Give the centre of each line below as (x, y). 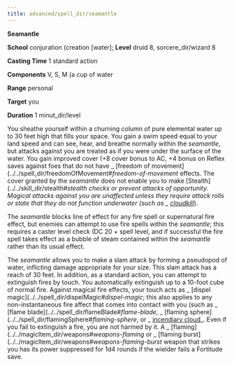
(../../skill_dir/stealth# (37, 188)
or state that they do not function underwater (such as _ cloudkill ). (103, 203)
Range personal (30, 87)
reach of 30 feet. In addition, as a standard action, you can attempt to (107, 274)
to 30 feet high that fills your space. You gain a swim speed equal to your (112, 136)
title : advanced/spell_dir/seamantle (62, 14)
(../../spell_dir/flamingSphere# (50, 319)
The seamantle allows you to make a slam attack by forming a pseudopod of (117, 260)
